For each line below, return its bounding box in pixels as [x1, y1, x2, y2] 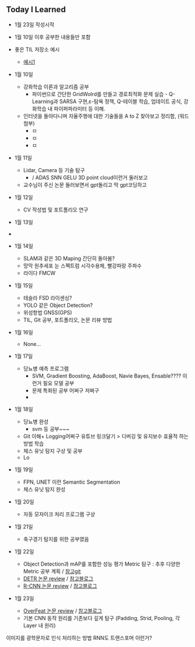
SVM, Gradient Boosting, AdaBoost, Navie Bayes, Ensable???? [32, 372, 182, 379]
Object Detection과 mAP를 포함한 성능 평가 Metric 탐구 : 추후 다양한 [23, 560, 181, 567]
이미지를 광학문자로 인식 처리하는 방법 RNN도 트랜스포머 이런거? [6, 634, 152, 641]
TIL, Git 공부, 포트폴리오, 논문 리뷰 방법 [23, 316, 112, 323]
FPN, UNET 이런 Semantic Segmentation [23, 478, 121, 485]
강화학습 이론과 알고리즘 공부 [23, 83, 89, 90]
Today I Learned [6, 5, 66, 15]
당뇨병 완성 [23, 418, 48, 425]
